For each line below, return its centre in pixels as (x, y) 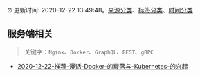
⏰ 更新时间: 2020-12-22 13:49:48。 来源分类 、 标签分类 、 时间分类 (100, 10)
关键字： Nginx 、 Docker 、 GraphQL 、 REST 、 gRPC (89, 52)
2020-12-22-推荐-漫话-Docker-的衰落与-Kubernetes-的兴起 (102, 66)
